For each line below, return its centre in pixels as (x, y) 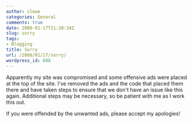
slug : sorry (20, 33)
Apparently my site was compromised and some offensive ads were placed (96, 77)
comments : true (25, 22)
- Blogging (19, 45)
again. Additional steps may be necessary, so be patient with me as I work (95, 96)
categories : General (31, 17)
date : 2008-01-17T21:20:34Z (40, 28)
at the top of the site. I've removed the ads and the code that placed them (95, 83)
